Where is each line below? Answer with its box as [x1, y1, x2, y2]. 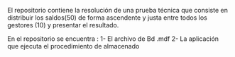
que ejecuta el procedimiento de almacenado [7, 42, 140, 50]
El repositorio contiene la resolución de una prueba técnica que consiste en [7, 6, 229, 14]
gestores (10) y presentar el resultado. [7, 21, 119, 29]
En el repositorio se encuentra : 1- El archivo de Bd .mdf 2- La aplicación [7, 34, 219, 43]
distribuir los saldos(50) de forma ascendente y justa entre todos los [7, 13, 207, 22]
